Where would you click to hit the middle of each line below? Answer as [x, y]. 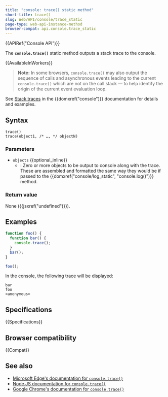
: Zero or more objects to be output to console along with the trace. [90, 166]
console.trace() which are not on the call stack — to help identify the [90, 84]
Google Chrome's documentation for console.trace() [68, 389]
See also [19, 366]
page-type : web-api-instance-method [44, 24]
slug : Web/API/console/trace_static [44, 19]
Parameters [20, 149]
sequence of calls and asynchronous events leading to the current [87, 78]
